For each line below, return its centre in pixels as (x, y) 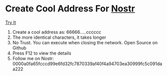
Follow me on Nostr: (33, 58)
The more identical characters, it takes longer (59, 37)
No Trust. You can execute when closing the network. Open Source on (85, 42)
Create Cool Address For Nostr (70, 9)
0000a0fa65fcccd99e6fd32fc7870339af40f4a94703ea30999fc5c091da (87, 64)
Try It (11, 22)
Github (19, 48)
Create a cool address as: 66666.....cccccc (57, 32)
